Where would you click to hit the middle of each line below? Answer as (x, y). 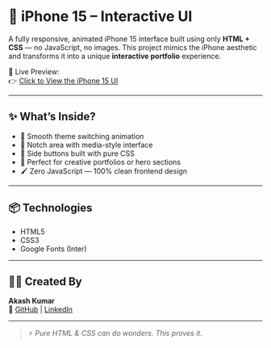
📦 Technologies (50, 208)
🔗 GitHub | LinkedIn (41, 309)
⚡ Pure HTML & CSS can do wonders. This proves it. (115, 333)
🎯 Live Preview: (34, 71)
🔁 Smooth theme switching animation (82, 136)
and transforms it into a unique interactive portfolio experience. (115, 56)
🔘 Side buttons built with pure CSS (77, 153)
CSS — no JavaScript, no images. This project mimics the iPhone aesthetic (133, 47)
